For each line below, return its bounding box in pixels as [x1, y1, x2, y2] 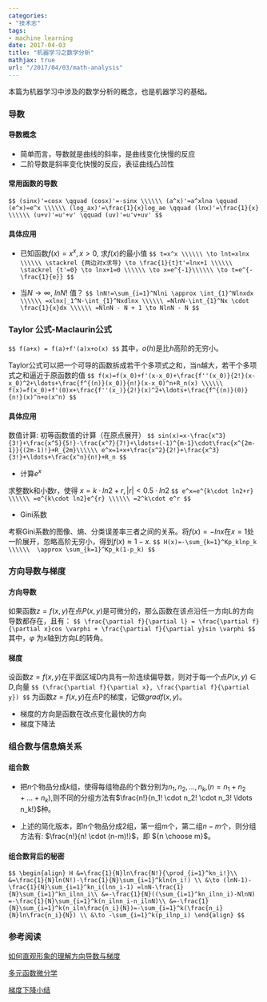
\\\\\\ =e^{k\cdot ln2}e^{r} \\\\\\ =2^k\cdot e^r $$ [8, 495, 192, 503]
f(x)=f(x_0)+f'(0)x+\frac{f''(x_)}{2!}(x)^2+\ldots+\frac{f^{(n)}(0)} [8, 387, 249, 395]
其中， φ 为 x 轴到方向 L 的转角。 [8, 633, 108, 643]
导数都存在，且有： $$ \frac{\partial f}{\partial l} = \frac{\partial [8, 616, 249, 626]
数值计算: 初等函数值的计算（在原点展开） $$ [8, 431, 155, 440]
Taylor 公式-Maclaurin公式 [8, 324, 112, 335]
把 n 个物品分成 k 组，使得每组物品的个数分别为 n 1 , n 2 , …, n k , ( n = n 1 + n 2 [19, 781, 246, 793]
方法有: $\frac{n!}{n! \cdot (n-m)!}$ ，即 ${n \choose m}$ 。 [19, 832, 216, 841]
